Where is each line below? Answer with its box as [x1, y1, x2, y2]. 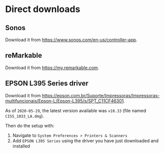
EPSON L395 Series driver [5, 79, 89, 88]
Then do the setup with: [5, 122, 55, 128]
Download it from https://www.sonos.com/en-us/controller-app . [5, 37, 137, 43]
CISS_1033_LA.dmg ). [5, 113, 44, 119]
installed [12, 143, 30, 149]
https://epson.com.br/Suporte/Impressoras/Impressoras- [42, 92, 160, 98]
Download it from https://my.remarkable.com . [5, 64, 99, 71]
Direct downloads [5, 4, 80, 15]
